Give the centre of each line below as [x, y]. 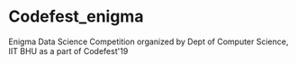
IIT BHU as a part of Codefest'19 [68, 50]
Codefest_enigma [76, 17]
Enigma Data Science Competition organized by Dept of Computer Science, [148, 41]
